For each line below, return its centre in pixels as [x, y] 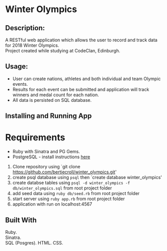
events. [20, 84]
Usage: [17, 67]
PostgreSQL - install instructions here [51, 157]
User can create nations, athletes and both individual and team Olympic [87, 79]
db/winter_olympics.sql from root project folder [62, 188]
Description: [25, 28]
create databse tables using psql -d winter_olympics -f [71, 183]
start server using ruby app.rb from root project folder [69, 199]
